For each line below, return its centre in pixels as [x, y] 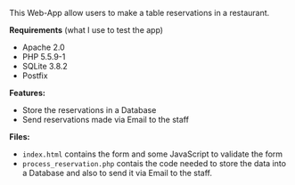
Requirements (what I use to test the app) [86, 30]
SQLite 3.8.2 [45, 66]
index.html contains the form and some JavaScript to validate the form [152, 154]
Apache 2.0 [43, 47]
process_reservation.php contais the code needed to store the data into [154, 163]
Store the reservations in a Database [89, 110]
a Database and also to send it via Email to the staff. [117, 173]
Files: [20, 137]
